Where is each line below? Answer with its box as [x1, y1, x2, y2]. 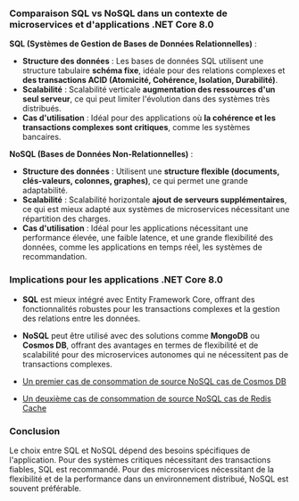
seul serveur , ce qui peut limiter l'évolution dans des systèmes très [21, 94, 270, 104]
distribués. [21, 103, 62, 114]
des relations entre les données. [21, 313, 141, 324]
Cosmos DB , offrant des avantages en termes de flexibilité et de [21, 340, 259, 350]
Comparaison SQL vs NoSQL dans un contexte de [9, 7, 228, 20]
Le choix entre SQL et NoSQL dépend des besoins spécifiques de [9, 445, 251, 456]
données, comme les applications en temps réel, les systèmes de [21, 242, 263, 252]
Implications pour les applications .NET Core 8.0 [9, 274, 223, 286]
